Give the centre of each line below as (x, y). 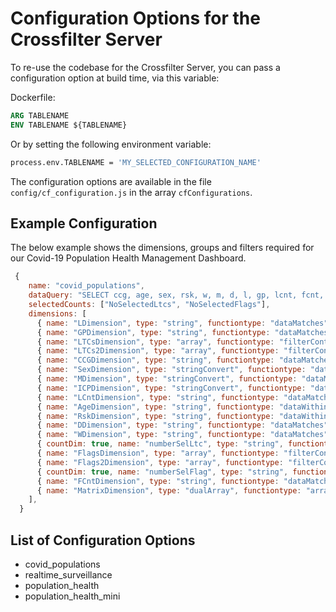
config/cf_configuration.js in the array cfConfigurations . (131, 192)
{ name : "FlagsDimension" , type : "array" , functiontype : (158, 453)
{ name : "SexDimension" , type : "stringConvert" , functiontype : (171, 370)
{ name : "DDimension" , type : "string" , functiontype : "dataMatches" (182, 425)
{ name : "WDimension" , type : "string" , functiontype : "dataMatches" (182, 435)
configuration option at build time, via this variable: (115, 78)
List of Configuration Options (103, 540)
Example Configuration (84, 223)
